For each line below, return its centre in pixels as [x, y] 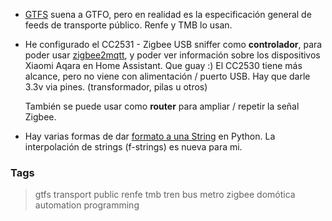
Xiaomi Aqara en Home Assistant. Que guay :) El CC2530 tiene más [163, 65]
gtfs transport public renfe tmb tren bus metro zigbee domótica [165, 195]
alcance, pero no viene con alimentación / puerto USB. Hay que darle [167, 76]
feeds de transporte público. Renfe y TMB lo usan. [128, 25]
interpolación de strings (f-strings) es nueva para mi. [133, 147]
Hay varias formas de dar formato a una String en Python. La [150, 136]
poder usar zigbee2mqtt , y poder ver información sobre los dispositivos [172, 55]
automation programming [87, 205]
